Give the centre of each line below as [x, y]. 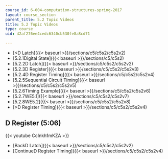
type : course [19, 29]
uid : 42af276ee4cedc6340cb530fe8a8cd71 [48, 34]
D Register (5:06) [33, 123]
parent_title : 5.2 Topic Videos [40, 19]
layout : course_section [31, 15]
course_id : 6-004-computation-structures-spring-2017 [64, 10]
